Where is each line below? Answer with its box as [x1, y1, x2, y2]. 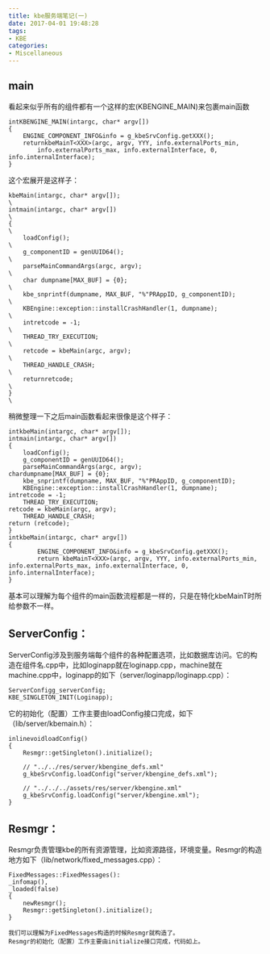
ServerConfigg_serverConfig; [8, 686, 106, 694]
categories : [8, 42, 48, 50]
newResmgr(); [23, 899, 67, 908]
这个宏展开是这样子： [8, 175, 79, 185]
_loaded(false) [8, 885, 60, 893]
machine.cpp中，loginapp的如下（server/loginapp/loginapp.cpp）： [8, 670, 232, 680]
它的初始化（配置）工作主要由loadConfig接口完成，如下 [8, 708, 193, 718]
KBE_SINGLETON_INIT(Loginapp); [8, 693, 114, 701]
